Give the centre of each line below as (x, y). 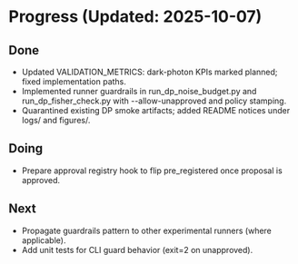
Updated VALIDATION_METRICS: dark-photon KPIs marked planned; (149, 72)
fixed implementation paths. (74, 82)
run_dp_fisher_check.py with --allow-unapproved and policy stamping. (154, 101)
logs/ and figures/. (56, 120)
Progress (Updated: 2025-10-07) (135, 17)
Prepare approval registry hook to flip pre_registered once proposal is (152, 171)
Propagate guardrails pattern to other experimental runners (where (146, 230)
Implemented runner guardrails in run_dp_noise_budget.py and (139, 91)
